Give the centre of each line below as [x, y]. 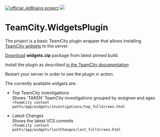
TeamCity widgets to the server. [37, 46]
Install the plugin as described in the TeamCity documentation [67, 65]
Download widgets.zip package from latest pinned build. [62, 55]
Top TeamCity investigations [40, 93]
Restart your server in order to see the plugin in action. [60, 74]
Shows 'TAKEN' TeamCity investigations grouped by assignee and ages [84, 98]
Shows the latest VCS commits [43, 121]
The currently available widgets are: [41, 83]
